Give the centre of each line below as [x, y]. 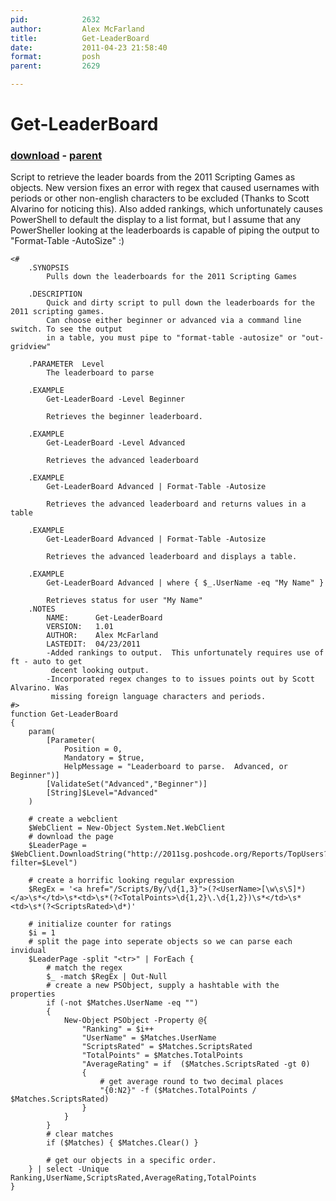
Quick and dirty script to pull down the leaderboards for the [180, 303]
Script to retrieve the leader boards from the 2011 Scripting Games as [153, 177]
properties [33, 994]
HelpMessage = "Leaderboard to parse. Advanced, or [175, 767]
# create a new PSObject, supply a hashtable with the [163, 986]
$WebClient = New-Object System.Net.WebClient [127, 828]
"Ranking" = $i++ [118, 1029]
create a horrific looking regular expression [135, 881]
